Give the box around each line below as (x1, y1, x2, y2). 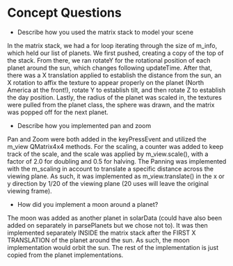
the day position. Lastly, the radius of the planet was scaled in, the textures (7, 93, 223, 102)
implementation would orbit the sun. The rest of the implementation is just (7, 243, 219, 251)
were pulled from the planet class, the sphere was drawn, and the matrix (7, 100, 215, 109)
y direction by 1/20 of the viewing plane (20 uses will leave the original (7, 179, 209, 187)
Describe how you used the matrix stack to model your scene (17, 28, 193, 36)
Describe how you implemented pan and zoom (17, 121, 152, 130)
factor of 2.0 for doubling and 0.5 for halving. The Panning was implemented (7, 157, 227, 165)
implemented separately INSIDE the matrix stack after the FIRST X (7, 228, 196, 237)
